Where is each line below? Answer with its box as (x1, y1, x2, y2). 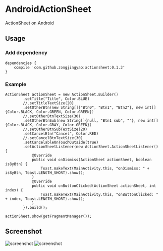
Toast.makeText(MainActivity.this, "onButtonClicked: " (40, 192, 159, 197)
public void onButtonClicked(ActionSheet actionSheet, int (31, 183, 156, 188)
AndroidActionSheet (5, 3, 92, 15)
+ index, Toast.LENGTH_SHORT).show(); (5, 196, 85, 201)
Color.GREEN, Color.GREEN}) (36, 109, 94, 114)
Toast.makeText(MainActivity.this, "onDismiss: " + (40, 166, 150, 171)
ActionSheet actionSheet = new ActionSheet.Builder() (5, 92, 119, 97)
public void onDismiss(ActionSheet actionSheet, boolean (31, 157, 152, 162)
